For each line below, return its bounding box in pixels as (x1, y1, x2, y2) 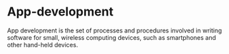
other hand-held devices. (7, 40, 79, 49)
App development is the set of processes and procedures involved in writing (7, 26, 222, 34)
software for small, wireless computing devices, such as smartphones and (7, 33, 217, 41)
